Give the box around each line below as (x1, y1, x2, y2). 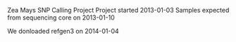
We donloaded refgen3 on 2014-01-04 (7, 27, 120, 35)
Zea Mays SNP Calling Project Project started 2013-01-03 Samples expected (7, 6, 230, 14)
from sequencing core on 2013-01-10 (7, 13, 115, 22)
